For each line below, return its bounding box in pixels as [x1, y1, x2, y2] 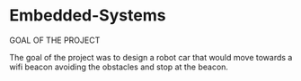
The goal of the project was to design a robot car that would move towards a [9, 52, 293, 62]
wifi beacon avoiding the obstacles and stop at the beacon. [9, 61, 229, 72]
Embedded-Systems [9, 5, 166, 26]
